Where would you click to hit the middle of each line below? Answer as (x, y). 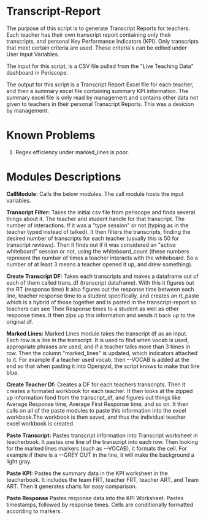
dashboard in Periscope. (37, 72)
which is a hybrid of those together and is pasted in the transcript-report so (102, 302)
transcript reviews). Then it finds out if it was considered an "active (91, 245)
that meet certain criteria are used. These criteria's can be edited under (97, 48)
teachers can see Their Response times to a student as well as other (93, 309)
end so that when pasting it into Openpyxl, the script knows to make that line (103, 366)
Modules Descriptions (64, 177)
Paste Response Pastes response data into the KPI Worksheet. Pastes (95, 498)
